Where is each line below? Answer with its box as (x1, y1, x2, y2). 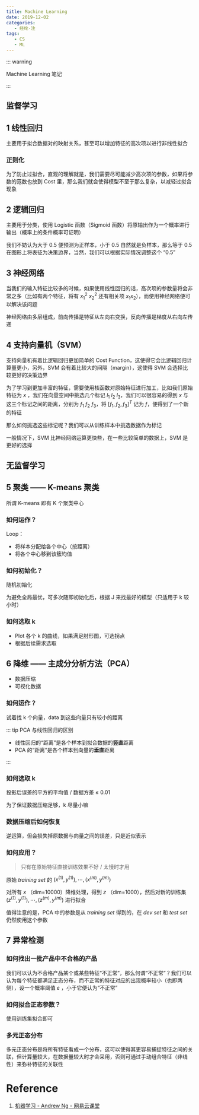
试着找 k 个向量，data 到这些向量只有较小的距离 (6, 713, 123, 721)
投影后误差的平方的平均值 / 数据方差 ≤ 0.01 (6, 789, 111, 796)
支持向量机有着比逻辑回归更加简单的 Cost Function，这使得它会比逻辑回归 (6, 357, 187, 364)
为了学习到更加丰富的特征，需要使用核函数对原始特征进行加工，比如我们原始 (6, 384, 193, 392)
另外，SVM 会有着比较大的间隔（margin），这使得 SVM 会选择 (31, 364, 183, 371)
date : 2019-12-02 (6, 14, 49, 20)
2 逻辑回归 (6, 204, 44, 214)
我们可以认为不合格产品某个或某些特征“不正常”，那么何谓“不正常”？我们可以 (6, 969, 192, 976)
